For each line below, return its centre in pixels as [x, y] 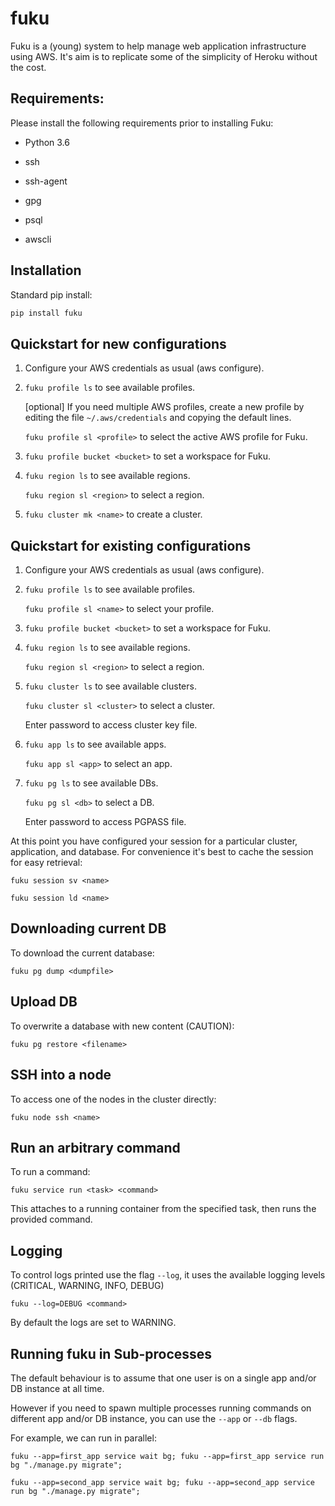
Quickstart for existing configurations [131, 545]
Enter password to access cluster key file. [111, 725]
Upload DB [44, 1002]
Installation [46, 270]
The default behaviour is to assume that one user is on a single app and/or [163, 1378]
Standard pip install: [51, 294]
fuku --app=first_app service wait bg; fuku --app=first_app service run [167, 1456]
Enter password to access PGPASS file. [105, 822]
